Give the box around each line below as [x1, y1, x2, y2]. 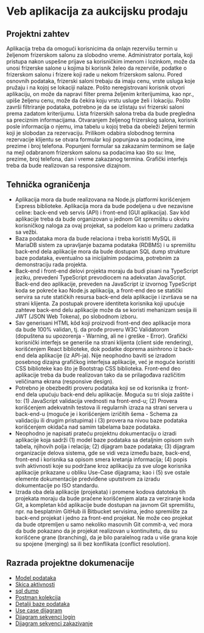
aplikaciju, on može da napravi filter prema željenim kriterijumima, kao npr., [6, 91, 194, 97]
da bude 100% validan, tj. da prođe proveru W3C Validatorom [15, 325, 169, 333]
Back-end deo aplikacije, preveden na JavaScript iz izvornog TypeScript [15, 280, 197, 287]
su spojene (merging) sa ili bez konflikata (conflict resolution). [15, 540, 171, 547]
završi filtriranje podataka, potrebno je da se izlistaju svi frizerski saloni [6, 103, 185, 111]
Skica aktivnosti [15, 580, 55, 588]
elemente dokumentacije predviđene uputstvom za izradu [15, 475, 160, 483]
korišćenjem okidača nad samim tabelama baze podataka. [15, 423, 161, 431]
